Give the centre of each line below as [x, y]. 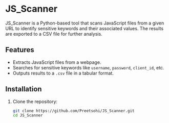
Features [20, 50]
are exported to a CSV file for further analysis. [54, 34]
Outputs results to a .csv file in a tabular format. [63, 73]
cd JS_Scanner [28, 115]
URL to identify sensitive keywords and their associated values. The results [84, 28]
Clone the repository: [35, 101]
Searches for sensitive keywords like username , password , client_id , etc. [88, 67]
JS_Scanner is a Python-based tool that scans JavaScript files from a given [85, 23]
